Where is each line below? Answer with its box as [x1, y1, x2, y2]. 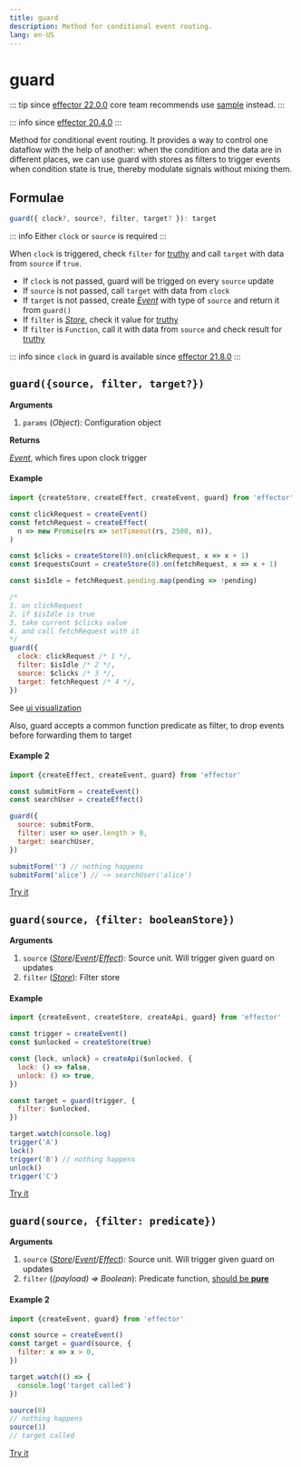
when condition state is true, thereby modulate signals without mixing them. [9, 164, 293, 175]
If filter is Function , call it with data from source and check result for [22, 324, 283, 335]
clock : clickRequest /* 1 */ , [17, 652, 131, 661]
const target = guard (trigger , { [9, 1096, 136, 1105]
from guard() [22, 305, 72, 315]
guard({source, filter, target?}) [9, 377, 205, 391]
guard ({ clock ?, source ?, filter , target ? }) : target [9, 215, 218, 224]
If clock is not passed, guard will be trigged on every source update [22, 276, 275, 286]
